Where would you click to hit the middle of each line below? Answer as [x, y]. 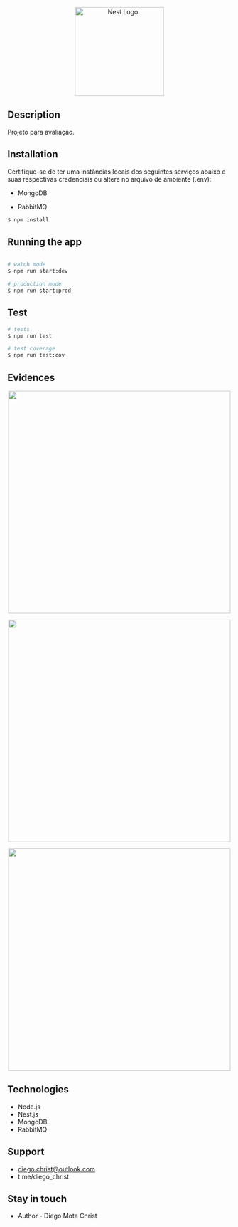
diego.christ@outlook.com [56, 1169]
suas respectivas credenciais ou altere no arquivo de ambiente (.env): [109, 179]
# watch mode [27, 265]
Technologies [38, 1090]
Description [34, 115]
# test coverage [31, 349]
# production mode [34, 284]
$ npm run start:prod [39, 291]
